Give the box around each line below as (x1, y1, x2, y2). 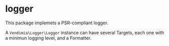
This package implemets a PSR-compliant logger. (5, 20, 109, 26)
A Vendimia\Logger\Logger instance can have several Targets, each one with (5, 29, 164, 35)
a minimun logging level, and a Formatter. (5, 35, 92, 41)
